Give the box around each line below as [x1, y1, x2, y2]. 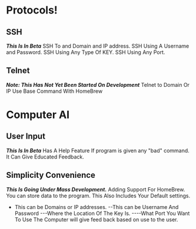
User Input [6, 132, 46, 142]
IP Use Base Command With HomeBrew [6, 87, 103, 95]
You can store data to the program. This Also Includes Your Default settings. [6, 192, 190, 199]
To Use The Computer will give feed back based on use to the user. [14, 215, 178, 223]
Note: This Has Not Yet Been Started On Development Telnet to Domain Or [6, 81, 190, 88]
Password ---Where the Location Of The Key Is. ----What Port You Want [14, 210, 190, 217]
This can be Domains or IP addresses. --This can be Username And [14, 203, 179, 210]
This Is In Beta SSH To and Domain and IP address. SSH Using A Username [6, 42, 190, 49]
